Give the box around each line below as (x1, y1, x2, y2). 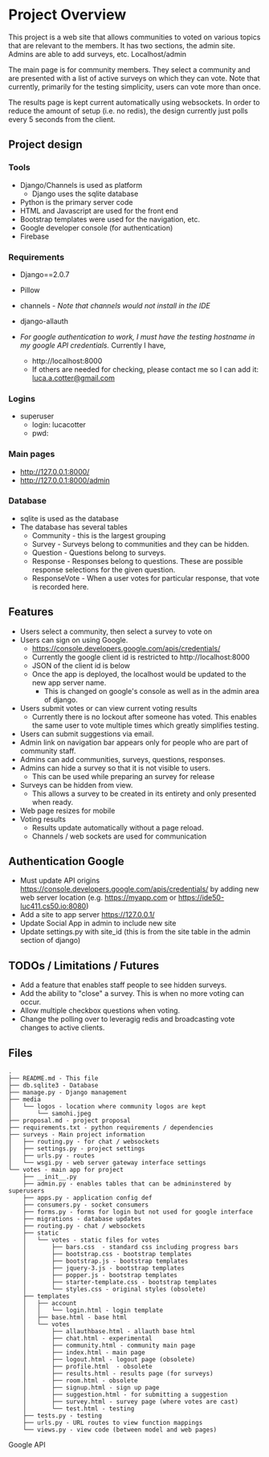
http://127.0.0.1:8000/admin (19, 475, 110, 485)
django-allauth (19, 316, 68, 326)
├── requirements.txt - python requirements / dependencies (8, 1124, 214, 1132)
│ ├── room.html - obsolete (22, 1377, 138, 1385)
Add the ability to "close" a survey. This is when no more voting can (19, 989, 245, 998)
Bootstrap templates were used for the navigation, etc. (19, 214, 201, 224)
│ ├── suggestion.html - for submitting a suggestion (22, 1391, 228, 1399)
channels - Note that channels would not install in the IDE (19, 300, 210, 310)
